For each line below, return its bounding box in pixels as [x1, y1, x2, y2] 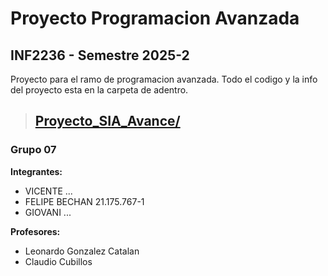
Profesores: [10, 225, 61, 237]
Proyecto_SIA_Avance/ [34, 113, 181, 130]
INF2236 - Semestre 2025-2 [10, 47, 190, 64]
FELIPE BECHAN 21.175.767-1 [24, 195, 145, 207]
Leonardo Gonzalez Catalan [24, 245, 140, 257]
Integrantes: [10, 165, 63, 177]
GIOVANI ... [24, 206, 72, 218]
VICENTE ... [24, 185, 73, 197]
